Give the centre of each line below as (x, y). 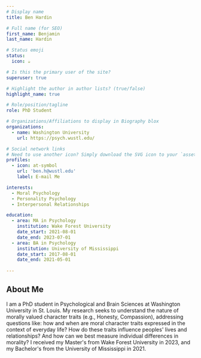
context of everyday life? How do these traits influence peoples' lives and (97, 329)
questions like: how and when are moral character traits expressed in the (96, 323)
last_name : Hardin (29, 40)
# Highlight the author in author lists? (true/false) (76, 88)
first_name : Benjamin (33, 34)
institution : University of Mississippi (68, 249)
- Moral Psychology (36, 193)
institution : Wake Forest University (64, 226)
